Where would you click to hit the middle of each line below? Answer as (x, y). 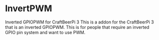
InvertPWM (29, 9)
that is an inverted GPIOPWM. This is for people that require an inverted (77, 27)
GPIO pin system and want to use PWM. (45, 32)
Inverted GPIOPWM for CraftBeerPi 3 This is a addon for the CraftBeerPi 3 (79, 22)
